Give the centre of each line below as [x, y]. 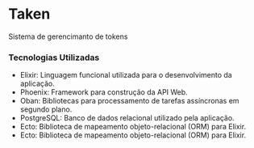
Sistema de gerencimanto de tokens [68, 36]
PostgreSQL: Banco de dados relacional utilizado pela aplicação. [127, 118]
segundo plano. [46, 109]
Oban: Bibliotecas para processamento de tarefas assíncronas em [129, 101]
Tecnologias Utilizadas [54, 57]
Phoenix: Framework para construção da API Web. [104, 92]
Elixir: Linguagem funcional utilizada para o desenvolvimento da [126, 75]
